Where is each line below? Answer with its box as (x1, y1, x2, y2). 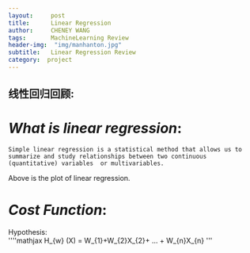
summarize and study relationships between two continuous (8, 152, 207, 161)
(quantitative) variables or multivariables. (8, 159, 165, 167)
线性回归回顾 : (8, 87, 75, 101)
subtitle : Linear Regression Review (8, 48, 136, 56)
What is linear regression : (8, 120, 182, 137)
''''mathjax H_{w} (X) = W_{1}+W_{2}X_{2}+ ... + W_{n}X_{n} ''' (8, 236, 213, 246)
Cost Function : (8, 201, 108, 219)
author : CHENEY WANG (8, 26, 90, 34)
